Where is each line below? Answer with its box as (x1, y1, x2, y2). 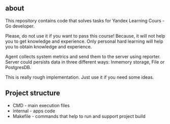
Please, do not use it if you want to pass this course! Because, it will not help (5, 33, 165, 39)
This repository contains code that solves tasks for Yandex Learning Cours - (5, 17, 165, 23)
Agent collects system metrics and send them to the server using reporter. (5, 53, 161, 59)
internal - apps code (12, 108, 55, 114)
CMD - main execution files (12, 102, 70, 108)
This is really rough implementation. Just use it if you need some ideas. (5, 74, 154, 80)
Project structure (5, 89, 60, 98)
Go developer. (5, 23, 35, 29)
